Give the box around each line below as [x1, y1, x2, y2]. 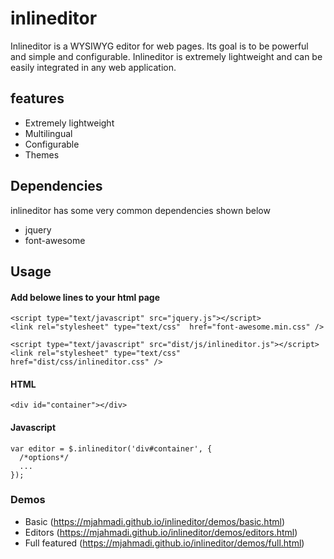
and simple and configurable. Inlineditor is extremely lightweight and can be [10, 50, 323, 62]
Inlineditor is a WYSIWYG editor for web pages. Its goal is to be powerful [10, 40, 309, 52]
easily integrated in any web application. [10, 61, 177, 73]
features [10, 90, 65, 107]
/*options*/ [19, 452, 70, 462]
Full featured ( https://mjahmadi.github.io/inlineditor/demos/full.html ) [24, 537, 305, 549]
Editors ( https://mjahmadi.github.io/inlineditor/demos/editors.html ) [24, 526, 298, 538]
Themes [24, 148, 60, 161]
